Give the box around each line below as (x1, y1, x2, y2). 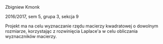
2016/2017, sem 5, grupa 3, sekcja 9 (5, 14, 79, 19)
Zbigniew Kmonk (5, 4, 40, 10)
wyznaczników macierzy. (5, 34, 57, 39)
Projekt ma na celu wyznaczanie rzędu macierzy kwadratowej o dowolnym (5, 23, 159, 29)
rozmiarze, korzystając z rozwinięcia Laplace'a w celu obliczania (5, 28, 138, 34)
